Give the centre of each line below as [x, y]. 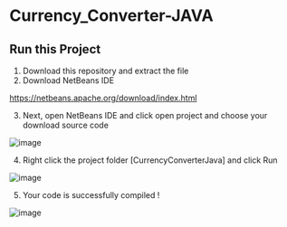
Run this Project [55, 49]
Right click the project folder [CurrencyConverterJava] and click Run [150, 160]
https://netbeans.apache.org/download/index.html [103, 98]
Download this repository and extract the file [105, 71]
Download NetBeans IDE [68, 80]
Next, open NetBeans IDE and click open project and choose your [145, 115]
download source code [65, 125]
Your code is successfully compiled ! [91, 195]
